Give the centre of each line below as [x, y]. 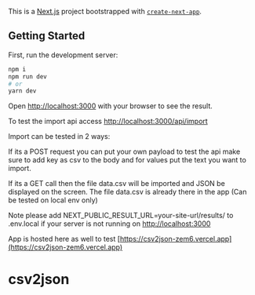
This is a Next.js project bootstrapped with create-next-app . [105, 11]
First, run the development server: [63, 55]
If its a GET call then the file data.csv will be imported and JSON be [117, 184]
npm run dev [27, 76]
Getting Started [47, 36]
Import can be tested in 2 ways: [59, 137]
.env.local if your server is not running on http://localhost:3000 [109, 224]
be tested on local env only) [53, 200]
